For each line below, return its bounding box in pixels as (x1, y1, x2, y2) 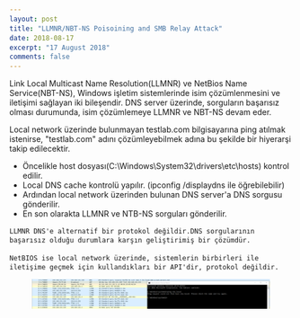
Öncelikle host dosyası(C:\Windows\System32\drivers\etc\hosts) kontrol (22, 161, 290, 172)
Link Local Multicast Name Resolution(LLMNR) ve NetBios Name (9, 78, 248, 89)
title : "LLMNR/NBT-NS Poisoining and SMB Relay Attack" (9, 23, 223, 33)
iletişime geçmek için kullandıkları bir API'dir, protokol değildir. (9, 263, 279, 272)
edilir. (22, 171, 43, 181)
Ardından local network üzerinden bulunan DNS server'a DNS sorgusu (22, 190, 283, 200)
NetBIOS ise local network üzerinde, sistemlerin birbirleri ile (9, 254, 259, 263)
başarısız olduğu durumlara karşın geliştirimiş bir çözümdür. (9, 236, 251, 245)
